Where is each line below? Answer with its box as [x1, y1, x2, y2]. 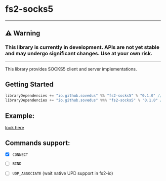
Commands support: [5, 139, 70, 147]
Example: [5, 111, 35, 120]
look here [5, 125, 25, 130]
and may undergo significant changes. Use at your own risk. [5, 50, 153, 57]
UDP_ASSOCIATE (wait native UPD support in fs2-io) [12, 170, 114, 176]
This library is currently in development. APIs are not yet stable [5, 44, 160, 51]
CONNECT [12, 152, 28, 157]
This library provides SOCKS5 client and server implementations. [5, 66, 137, 72]
